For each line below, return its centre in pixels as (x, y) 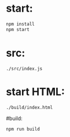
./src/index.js (24, 68)
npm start (18, 29)
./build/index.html (30, 107)
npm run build (23, 129)
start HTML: (36, 92)
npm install (20, 24)
